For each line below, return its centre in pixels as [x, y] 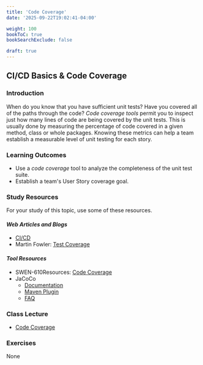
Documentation [44, 285]
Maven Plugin [42, 292]
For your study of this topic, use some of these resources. [79, 210]
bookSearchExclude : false [39, 40]
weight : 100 [21, 29]
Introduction [25, 94]
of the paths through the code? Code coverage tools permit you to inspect [100, 113]
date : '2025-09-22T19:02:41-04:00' [52, 18]
